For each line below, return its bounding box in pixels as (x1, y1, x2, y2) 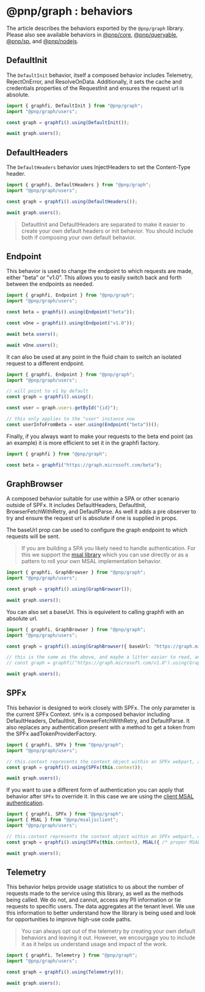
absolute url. (6, 615, 38, 622)
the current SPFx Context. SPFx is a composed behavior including (6, 710, 170, 718)
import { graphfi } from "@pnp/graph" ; (6, 451, 108, 457)
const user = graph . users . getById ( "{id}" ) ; (6, 405, 119, 411)
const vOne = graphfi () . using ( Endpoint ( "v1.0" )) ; (6, 320, 135, 326)
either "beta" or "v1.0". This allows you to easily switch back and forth (6, 274, 182, 282)
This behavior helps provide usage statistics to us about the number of (6, 883, 184, 891)
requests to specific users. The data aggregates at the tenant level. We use (6, 903, 195, 910)
